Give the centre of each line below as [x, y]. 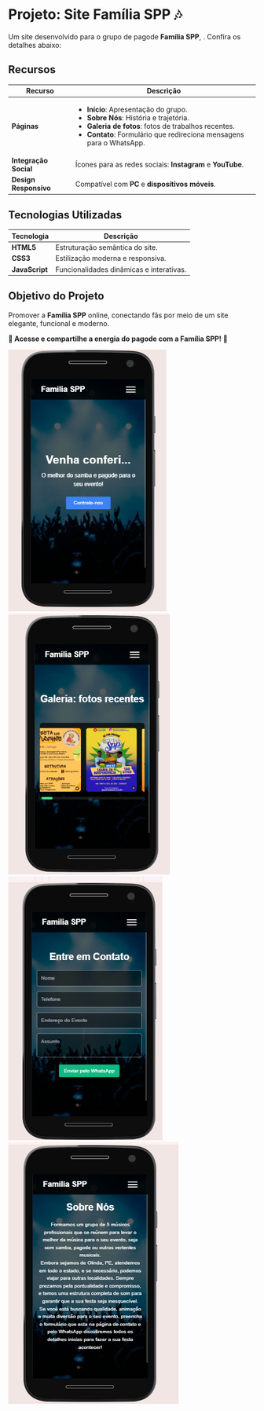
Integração [30, 160]
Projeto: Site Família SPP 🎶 [95, 15]
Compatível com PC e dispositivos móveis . [145, 184]
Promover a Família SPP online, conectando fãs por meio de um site [118, 315]
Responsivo [31, 188]
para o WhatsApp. [116, 142]
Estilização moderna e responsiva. [111, 258]
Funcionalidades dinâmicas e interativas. [121, 269]
